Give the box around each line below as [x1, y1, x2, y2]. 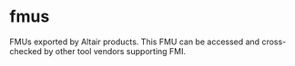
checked [9, 45, 43, 56]
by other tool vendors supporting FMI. [44, 45, 187, 56]
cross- [261, 36, 287, 47]
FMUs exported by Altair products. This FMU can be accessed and [9, 36, 260, 47]
